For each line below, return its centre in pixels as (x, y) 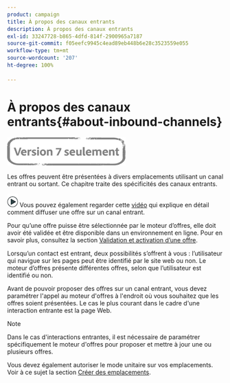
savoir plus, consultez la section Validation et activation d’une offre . (102, 240)
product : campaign (33, 14)
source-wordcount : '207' (43, 58)
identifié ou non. (30, 275)
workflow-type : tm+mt (38, 51)
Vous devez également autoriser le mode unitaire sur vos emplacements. (110, 364)
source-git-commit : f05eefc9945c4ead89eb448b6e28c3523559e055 (98, 44)
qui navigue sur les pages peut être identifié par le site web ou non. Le (107, 260)
